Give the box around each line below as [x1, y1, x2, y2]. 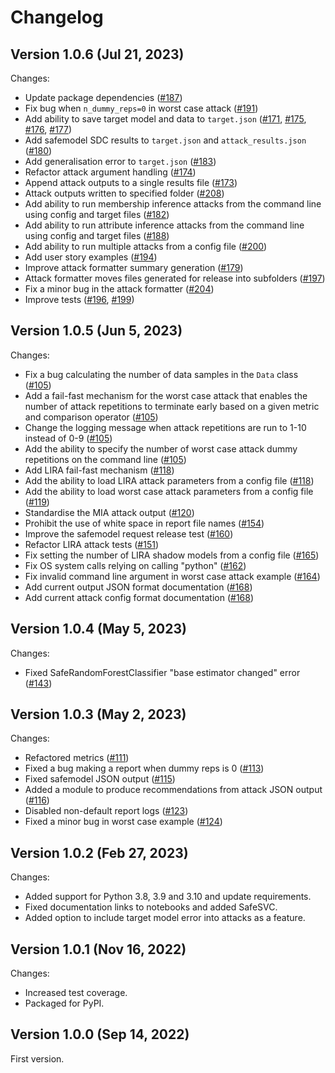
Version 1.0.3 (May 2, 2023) [10, 706, 187, 723]
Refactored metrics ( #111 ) [24, 752, 130, 764]
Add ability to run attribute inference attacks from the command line [24, 219, 305, 231]
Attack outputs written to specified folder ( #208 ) [24, 187, 225, 199]
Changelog [10, 6, 104, 29]
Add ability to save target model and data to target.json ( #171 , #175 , [24, 113, 307, 125]
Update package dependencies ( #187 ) [24, 92, 183, 103]
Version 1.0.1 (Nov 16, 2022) [10, 941, 187, 958]
